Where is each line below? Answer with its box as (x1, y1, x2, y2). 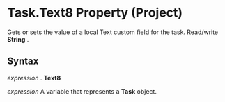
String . (7, 35, 29, 43)
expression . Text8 (7, 74, 61, 82)
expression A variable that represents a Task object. (7, 87, 157, 95)
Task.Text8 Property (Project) (7, 5, 183, 21)
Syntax (7, 56, 39, 67)
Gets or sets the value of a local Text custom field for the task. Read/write (7, 28, 219, 36)
